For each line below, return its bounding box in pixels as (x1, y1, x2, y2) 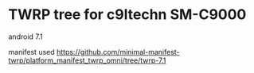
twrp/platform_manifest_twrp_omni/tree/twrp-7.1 (8, 56, 166, 65)
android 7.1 (8, 32, 43, 41)
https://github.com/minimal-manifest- (56, 47, 181, 56)
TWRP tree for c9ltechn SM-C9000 (8, 6, 247, 24)
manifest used (8, 47, 56, 56)
